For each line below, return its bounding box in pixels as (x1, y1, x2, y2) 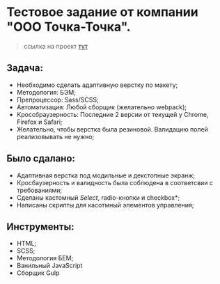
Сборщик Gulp (16, 269, 60, 277)
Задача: (6, 62, 43, 74)
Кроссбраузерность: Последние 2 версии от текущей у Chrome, (16, 110, 209, 118)
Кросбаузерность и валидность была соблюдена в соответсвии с (16, 178, 214, 187)
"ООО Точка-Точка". (6, 19, 131, 35)
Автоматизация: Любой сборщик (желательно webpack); (16, 102, 187, 111)
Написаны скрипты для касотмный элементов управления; (16, 200, 194, 209)
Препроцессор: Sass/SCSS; (16, 95, 99, 104)
